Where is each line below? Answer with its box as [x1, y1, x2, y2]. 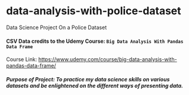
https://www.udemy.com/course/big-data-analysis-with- [38, 56, 177, 63]
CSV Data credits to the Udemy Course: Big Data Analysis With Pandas [6, 37, 184, 45]
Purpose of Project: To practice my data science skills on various [6, 75, 170, 83]
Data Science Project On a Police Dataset [6, 24, 107, 31]
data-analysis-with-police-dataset [6, 4, 182, 18]
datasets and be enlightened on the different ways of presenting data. [6, 82, 184, 89]
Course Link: [6, 56, 37, 63]
